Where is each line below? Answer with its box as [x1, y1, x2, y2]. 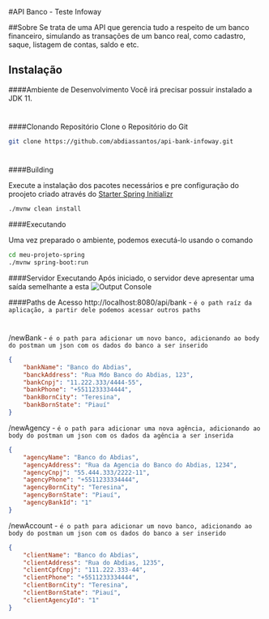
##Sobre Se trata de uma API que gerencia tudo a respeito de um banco [8, 23, 250, 32]
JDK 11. [8, 93, 32, 103]
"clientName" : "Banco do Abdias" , [23, 551, 139, 559]
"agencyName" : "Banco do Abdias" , [23, 453, 139, 461]
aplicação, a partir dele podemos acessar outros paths [8, 305, 201, 314]
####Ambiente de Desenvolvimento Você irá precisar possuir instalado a [8, 84, 253, 94]
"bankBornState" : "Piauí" [23, 401, 111, 409]
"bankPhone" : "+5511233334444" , [23, 386, 132, 394]
